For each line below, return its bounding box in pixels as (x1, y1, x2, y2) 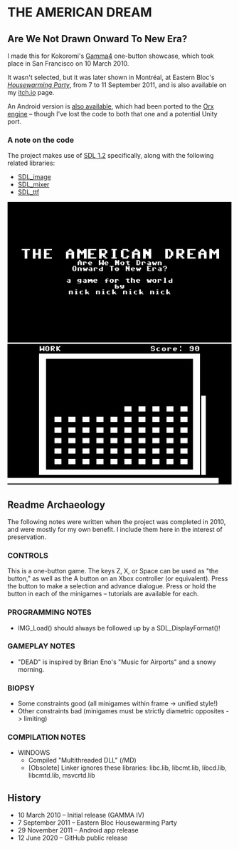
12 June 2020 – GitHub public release (17, 833, 128, 843)
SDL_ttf (17, 188, 40, 196)
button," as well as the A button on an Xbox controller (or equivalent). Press (7, 574, 228, 583)
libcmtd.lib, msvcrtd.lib (28, 771, 95, 780)
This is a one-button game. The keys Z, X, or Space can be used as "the (7, 567, 219, 576)
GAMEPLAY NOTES (7, 641, 75, 651)
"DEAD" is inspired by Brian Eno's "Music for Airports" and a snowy (17, 658, 216, 666)
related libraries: (7, 159, 55, 168)
